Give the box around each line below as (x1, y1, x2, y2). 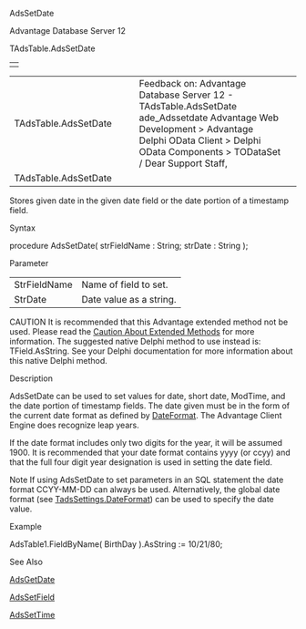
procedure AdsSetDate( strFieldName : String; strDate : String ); (9, 241, 249, 251)
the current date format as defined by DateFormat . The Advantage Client (9, 410, 282, 420)
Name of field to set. (81, 278, 168, 291)
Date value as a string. (81, 294, 177, 305)
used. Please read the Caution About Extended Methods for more (9, 326, 255, 336)
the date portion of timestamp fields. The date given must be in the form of (9, 400, 291, 411)
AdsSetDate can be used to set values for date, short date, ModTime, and (9, 391, 286, 401)
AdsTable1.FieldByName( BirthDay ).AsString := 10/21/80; (9, 539, 223, 550)
